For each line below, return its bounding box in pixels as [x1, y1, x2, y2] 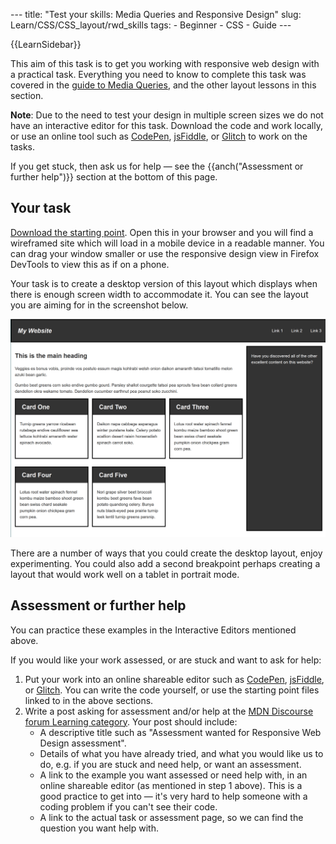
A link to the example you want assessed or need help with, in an [39, 769, 308, 781]
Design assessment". [39, 737, 127, 749]
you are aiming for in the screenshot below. [10, 299, 189, 311]
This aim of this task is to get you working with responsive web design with [10, 58, 320, 69]
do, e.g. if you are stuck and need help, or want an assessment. [39, 758, 302, 770]
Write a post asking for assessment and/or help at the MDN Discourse [24, 705, 314, 717]
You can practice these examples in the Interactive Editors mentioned [10, 624, 297, 636]
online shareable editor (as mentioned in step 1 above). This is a [39, 779, 303, 791]
